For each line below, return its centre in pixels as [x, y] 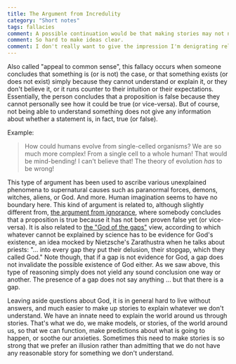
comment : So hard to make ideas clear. [66, 40]
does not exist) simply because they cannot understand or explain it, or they [117, 81]
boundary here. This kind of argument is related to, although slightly [106, 205]
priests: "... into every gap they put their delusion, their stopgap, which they [116, 250]
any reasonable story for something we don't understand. [91, 353]
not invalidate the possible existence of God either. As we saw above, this [114, 264]
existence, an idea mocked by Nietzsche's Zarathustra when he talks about [116, 242]
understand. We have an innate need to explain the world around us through [117, 315]
